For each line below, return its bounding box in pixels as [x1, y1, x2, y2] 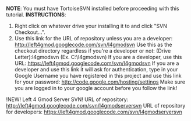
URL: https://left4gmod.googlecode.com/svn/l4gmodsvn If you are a [14, 60, 179, 67]
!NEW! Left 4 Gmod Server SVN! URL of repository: [6, 96, 129, 103]
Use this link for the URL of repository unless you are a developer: [14, 35, 173, 42]
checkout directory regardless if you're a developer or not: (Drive [14, 47, 171, 54]
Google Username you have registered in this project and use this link [14, 72, 182, 79]
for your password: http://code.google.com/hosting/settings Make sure [14, 78, 185, 85]
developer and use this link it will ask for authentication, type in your [14, 66, 178, 72]
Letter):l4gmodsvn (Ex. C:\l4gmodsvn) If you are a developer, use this [14, 54, 182, 60]
